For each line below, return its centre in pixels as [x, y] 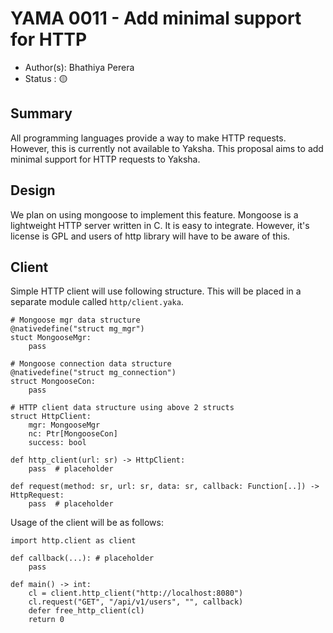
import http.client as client [73, 541]
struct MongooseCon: [53, 382]
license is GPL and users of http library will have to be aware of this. [150, 236]
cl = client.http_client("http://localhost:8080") [136, 593]
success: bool [57, 443]
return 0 [46, 620]
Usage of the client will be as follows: [87, 523]
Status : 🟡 [46, 78]
